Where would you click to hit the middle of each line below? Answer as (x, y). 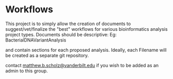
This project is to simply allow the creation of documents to (68, 24)
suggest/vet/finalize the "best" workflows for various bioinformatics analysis (86, 29)
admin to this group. (27, 71)
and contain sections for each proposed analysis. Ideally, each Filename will (86, 50)
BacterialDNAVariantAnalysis (36, 40)
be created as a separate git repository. (47, 55)
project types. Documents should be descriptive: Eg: (61, 34)
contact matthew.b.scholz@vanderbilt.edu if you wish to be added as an (82, 65)
